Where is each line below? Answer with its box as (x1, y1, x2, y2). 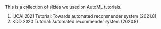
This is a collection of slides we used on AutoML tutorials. (5, 4, 122, 10)
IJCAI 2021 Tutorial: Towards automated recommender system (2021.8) (12, 14, 157, 19)
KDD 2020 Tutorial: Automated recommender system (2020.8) (12, 19, 139, 24)
